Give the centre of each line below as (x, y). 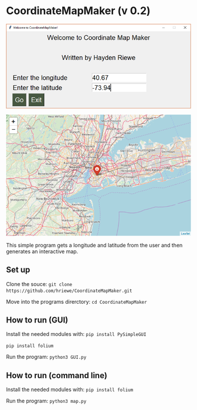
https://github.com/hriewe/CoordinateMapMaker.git (69, 291)
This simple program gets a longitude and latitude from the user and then (94, 245)
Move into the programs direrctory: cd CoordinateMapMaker (77, 301)
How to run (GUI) (37, 320)
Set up (18, 270)
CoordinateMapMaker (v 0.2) (78, 11)
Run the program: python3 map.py (46, 401)
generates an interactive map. (42, 251)
